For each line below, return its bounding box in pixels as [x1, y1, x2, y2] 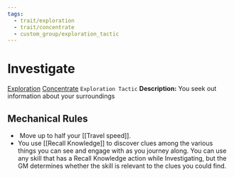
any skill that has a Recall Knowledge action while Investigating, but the [17, 154, 227, 162]
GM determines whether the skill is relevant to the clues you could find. [17, 161, 227, 170]
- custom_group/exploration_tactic [14, 30, 119, 38]
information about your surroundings [7, 92, 115, 100]
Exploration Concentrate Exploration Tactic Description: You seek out [7, 85, 217, 93]
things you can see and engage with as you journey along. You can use [17, 146, 227, 155]
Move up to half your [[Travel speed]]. [19, 132, 132, 139]
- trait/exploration [14, 17, 75, 24]
